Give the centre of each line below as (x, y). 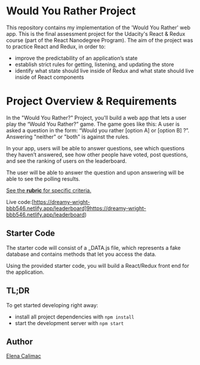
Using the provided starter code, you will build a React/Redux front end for (98, 265)
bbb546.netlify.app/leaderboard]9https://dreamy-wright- (76, 208)
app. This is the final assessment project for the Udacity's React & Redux (96, 33)
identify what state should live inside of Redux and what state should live (104, 70)
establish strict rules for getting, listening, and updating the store (94, 64)
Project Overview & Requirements (92, 101)
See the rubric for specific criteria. (49, 190)
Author (19, 341)
